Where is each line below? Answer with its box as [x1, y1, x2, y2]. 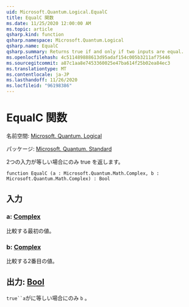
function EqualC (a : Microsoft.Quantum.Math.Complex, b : [6, 170, 160, 176]
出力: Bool [6, 277, 45, 287]
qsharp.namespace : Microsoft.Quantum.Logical [6, 37, 124, 43]
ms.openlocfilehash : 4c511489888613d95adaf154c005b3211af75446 [6, 54, 171, 60]
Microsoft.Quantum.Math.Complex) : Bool [6, 175, 111, 182]
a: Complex [6, 212, 41, 221]
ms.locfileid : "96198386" [6, 83, 72, 89]
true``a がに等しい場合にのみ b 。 [6, 294, 90, 302]
